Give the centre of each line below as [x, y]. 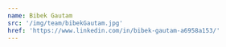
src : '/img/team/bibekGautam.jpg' [66, 23]
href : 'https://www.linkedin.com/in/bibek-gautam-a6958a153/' [114, 30]
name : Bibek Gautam [40, 16]
